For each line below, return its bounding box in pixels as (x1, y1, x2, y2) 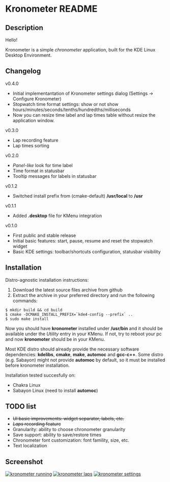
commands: (12, 298, 38, 304)
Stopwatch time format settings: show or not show (12, 101, 119, 107)
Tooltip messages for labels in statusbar (12, 173, 97, 179)
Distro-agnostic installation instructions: (5, 277, 89, 283)
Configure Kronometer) (12, 95, 62, 102)
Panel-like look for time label (12, 162, 73, 168)
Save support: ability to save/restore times (12, 432, 102, 438)
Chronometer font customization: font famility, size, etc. (12, 437, 130, 443)
